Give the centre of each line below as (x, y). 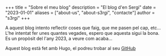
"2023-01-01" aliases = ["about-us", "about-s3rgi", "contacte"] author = (80, 13)
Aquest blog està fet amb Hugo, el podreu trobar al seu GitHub (71, 48)
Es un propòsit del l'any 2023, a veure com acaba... (59, 38)
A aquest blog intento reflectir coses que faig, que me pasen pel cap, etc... (83, 28)
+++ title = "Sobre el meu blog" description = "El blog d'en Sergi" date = (81, 7)
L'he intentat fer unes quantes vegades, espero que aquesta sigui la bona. (82, 33)
